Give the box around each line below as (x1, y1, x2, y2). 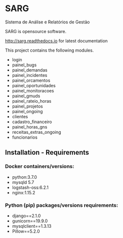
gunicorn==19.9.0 (12, 218, 48, 224)
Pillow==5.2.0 (12, 228, 40, 234)
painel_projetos (12, 103, 43, 109)
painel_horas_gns (12, 124, 48, 129)
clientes (12, 113, 28, 119)
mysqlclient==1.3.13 (12, 223, 52, 229)
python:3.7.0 (12, 174, 37, 180)
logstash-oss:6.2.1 (12, 184, 49, 190)
